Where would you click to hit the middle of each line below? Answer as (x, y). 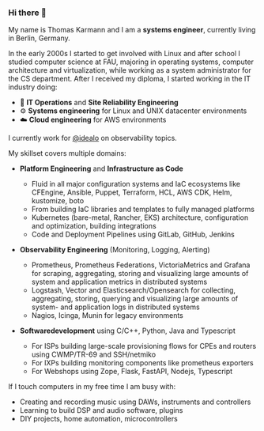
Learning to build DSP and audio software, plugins (101, 410)
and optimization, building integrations (94, 226)
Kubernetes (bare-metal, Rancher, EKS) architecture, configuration (140, 217)
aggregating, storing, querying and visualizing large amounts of (135, 299)
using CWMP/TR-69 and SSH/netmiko (94, 354)
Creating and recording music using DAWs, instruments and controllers (135, 402)
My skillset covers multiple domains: (67, 153)
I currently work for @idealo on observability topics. (93, 138)
